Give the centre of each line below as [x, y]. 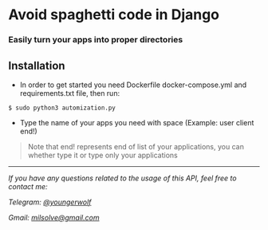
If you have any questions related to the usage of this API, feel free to [122, 178]
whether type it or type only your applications [102, 155]
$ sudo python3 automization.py [62, 108]
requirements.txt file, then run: [70, 93]
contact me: [28, 186]
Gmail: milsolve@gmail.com [54, 217]
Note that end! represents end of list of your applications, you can [136, 146]
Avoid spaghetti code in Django [114, 15]
